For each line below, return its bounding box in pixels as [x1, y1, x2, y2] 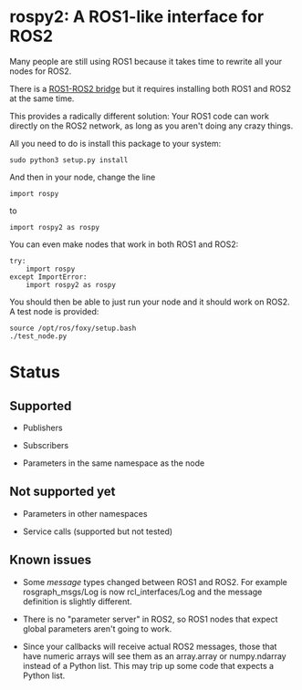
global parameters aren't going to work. [22, 623, 172, 634]
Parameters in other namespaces [22, 508, 148, 519]
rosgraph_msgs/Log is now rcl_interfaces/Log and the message [22, 586, 263, 597]
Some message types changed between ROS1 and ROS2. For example [22, 576, 287, 587]
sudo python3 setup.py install [9, 155, 129, 165]
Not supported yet [9, 484, 116, 499]
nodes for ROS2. [9, 66, 72, 77]
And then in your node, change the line [9, 171, 156, 182]
